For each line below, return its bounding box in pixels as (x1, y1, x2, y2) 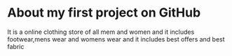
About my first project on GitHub (7, 5, 201, 21)
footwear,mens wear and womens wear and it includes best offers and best (7, 35, 226, 43)
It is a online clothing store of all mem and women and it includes (7, 28, 195, 36)
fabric (7, 42, 25, 50)
